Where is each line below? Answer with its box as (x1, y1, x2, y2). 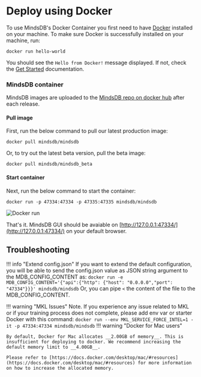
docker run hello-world (6, 48, 66, 55)
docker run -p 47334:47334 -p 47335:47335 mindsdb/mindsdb (6, 199, 157, 205)
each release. (6, 100, 40, 107)
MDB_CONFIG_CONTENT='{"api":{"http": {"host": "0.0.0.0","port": (6, 280, 173, 286)
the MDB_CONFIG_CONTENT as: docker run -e (6, 273, 124, 280)
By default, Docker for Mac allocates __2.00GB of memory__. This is (6, 334, 184, 340)
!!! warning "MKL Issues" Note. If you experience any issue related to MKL (6, 303, 190, 310)
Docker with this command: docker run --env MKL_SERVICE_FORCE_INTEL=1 (6, 316, 188, 323)
